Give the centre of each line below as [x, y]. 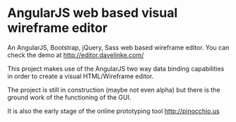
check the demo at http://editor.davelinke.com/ [76, 55]
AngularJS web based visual [93, 13]
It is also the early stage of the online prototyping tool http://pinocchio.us [114, 111]
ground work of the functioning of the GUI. [69, 97]
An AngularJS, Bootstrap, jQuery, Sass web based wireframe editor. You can [118, 47]
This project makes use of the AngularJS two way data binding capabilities [116, 68]
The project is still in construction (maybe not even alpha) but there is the [114, 90]
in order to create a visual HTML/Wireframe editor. [81, 76]
